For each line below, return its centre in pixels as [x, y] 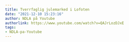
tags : [10, 28]
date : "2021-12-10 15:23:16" [34, 14]
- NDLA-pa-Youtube [23, 32]
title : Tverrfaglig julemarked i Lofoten [47, 9]
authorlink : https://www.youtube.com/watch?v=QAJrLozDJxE [64, 23]
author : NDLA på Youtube [30, 18]
